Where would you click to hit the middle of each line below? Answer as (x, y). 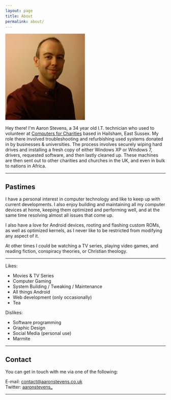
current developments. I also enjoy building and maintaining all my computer (85, 205)
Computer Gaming (32, 281)
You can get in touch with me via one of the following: (62, 372)
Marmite (21, 339)
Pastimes (20, 187)
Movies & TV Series (33, 276)
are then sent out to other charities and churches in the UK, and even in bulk (85, 161)
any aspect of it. (22, 236)
